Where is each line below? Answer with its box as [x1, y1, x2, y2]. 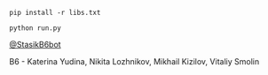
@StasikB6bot [9, 40, 61, 49]
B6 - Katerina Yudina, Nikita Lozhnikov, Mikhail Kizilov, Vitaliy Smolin [9, 56, 260, 66]
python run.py [9, 24, 62, 33]
